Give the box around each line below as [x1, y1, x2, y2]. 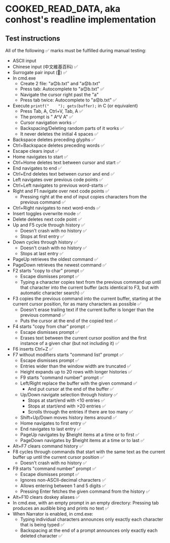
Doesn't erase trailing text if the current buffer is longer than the [20, 307, 154, 313]
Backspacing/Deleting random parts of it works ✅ [20, 125, 124, 131]
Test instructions [5, 34, 60, 43]
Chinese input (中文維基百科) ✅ [12, 64, 78, 70]
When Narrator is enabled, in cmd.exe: [12, 511, 93, 517]
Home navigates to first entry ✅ [20, 420, 87, 426]
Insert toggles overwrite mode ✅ [12, 211, 81, 216]
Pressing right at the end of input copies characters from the [20, 194, 147, 199]
